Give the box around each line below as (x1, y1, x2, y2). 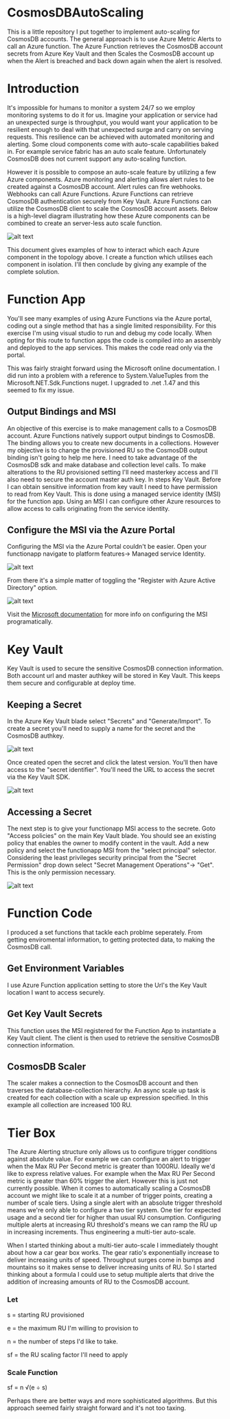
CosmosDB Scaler (7, 1060, 87, 1072)
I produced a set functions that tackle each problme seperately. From (7, 928, 203, 936)
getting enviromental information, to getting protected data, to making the (7, 935, 215, 944)
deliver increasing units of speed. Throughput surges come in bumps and (7, 1256, 215, 1264)
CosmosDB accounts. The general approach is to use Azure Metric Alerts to (7, 34, 222, 43)
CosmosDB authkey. (7, 731, 65, 740)
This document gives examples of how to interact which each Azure (7, 245, 200, 253)
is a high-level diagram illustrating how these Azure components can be (7, 212, 211, 220)
